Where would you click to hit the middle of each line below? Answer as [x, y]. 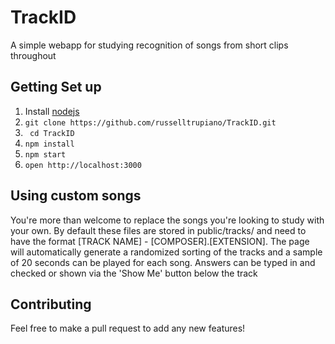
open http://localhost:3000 [83, 165]
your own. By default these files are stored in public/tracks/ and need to [158, 230]
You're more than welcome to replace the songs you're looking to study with [167, 220]
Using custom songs [76, 196]
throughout [33, 55]
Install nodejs [52, 111]
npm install [49, 144]
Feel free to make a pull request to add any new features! [128, 328]
